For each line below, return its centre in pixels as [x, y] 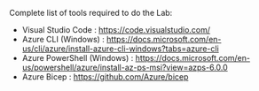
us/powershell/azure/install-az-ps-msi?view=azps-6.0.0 [125, 67]
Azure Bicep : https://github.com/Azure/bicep [105, 77]
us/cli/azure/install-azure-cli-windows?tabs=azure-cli [120, 49]
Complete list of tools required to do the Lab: [91, 13]
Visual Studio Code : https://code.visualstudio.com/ [116, 30]
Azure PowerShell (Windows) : [78, 58]
